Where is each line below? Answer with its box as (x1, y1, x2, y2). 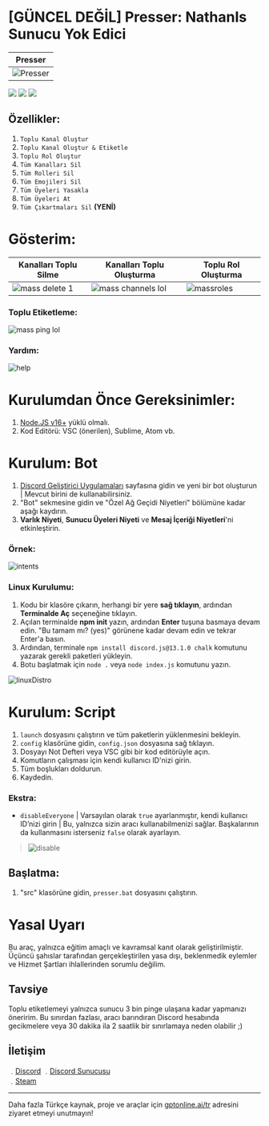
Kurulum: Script (8, 703, 116, 721)
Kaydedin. (19, 772, 54, 782)
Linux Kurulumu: (8, 581, 74, 593)
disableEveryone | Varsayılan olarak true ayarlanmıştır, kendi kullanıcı (19, 810, 248, 820)
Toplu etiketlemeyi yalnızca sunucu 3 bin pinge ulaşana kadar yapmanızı (8, 1003, 247, 1014)
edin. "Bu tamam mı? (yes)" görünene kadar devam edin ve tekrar (19, 626, 237, 635)
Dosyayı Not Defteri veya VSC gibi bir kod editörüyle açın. (19, 747, 211, 756)
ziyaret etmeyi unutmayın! (8, 1108, 94, 1118)
